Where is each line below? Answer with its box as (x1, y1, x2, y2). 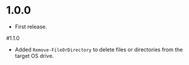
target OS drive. (14, 52, 54, 59)
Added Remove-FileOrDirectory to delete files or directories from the (14, 45, 183, 53)
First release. (14, 23, 47, 30)
